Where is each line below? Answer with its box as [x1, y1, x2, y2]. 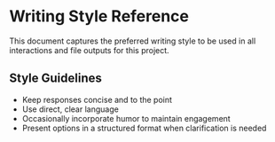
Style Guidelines [9, 71, 102, 86]
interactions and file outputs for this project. [9, 44, 170, 55]
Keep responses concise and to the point [21, 94, 173, 105]
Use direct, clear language [21, 104, 120, 114]
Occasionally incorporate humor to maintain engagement [21, 113, 231, 123]
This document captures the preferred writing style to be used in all [9, 35, 256, 46]
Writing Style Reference [9, 6, 189, 27]
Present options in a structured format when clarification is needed [21, 122, 267, 133]
